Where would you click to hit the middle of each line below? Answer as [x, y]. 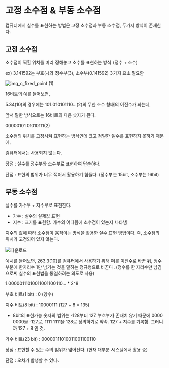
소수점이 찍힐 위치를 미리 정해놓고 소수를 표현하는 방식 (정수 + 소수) [71, 62]
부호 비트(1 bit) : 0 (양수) [30, 294]
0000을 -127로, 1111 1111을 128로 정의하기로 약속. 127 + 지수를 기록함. [81, 321]
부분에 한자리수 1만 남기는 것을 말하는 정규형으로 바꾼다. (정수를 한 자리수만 [79, 267]
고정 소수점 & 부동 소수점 [53, 10]
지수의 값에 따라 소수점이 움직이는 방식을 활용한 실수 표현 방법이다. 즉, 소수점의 [82, 233]
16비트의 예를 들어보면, [28, 94]
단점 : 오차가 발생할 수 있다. [32, 360]
